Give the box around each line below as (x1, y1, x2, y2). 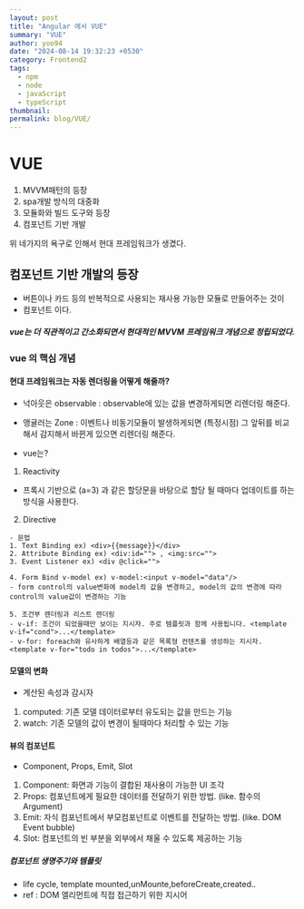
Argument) (22, 801, 64, 812)
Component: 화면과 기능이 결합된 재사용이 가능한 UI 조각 (22, 779, 225, 790)
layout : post (9, 13, 59, 23)
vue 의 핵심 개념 (9, 351, 76, 364)
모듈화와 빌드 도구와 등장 (22, 208, 111, 219)
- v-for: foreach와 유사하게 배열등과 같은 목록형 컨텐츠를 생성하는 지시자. (9, 637, 263, 647)
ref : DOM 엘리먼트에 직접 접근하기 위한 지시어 (22, 890, 188, 901)
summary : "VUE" (9, 30, 67, 39)
